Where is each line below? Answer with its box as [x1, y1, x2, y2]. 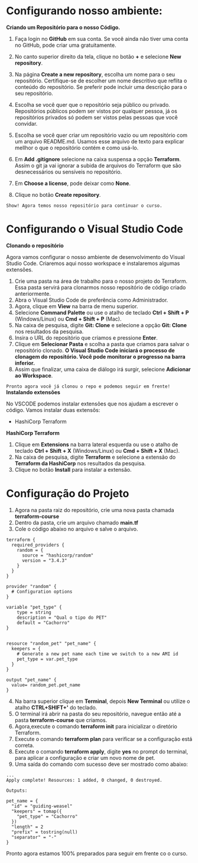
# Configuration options [11, 589, 73, 594]
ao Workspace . [14, 372, 53, 379]
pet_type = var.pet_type [17, 656, 78, 662]
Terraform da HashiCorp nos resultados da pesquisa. [14, 459, 146, 466]
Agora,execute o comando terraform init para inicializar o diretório [14, 723, 177, 730]
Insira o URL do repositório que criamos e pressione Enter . [14, 334, 158, 341]
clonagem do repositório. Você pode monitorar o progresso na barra [14, 353, 186, 360]
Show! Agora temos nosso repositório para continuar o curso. [6, 203, 163, 209]
